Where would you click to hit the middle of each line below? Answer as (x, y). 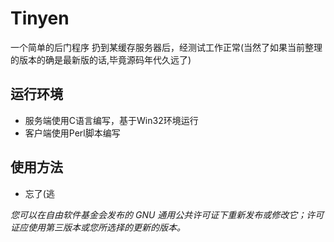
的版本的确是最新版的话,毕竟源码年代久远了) (101, 59)
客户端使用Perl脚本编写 (72, 133)
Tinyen (40, 18)
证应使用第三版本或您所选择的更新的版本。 (98, 227)
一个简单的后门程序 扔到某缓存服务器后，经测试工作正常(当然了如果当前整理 (166, 47)
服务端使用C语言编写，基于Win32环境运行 (111, 120)
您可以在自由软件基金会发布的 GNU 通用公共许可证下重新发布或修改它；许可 (167, 214)
